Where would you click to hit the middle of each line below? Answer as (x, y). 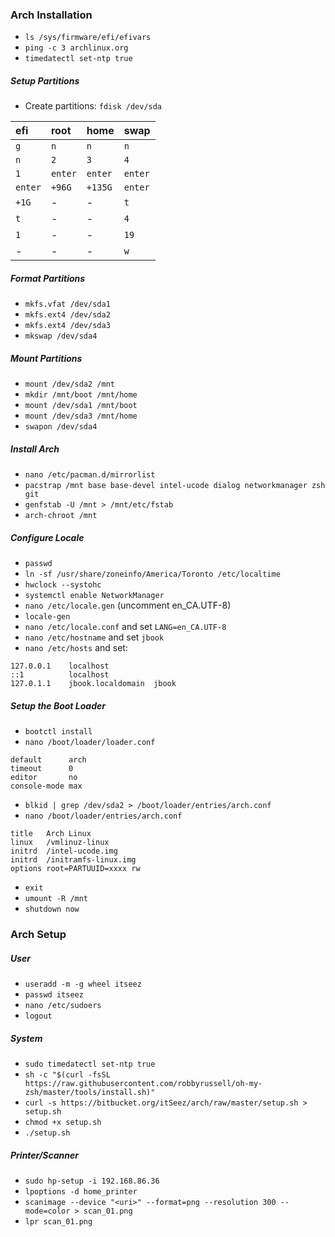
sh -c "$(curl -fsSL (67, 1074)
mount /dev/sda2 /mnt (69, 384)
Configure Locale (47, 537)
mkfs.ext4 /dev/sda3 (67, 326)
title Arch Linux (51, 834)
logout (38, 1016)
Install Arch (35, 449)
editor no (44, 778)
